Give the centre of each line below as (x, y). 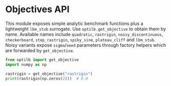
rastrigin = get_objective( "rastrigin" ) (49, 74)
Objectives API (37, 9)
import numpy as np (26, 65)
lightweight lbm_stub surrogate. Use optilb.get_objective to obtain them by (86, 28)
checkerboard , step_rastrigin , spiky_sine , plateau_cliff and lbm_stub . (80, 40)
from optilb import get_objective (42, 60)
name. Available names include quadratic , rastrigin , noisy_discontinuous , (84, 34)
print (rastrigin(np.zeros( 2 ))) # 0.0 (47, 78)
